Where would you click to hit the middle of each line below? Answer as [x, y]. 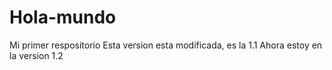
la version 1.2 [36, 55]
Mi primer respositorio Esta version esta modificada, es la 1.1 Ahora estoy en [166, 45]
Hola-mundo [63, 17]
